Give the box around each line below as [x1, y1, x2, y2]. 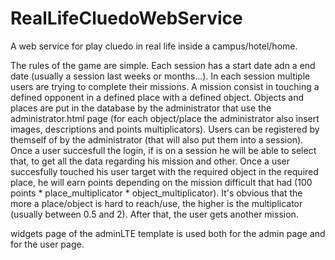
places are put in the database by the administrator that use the [10, 102, 272, 114]
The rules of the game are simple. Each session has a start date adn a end [10, 59, 316, 71]
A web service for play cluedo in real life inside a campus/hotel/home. [10, 40, 298, 52]
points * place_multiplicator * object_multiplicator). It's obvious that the [10, 187, 303, 199]
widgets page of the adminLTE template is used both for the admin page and [10, 227, 326, 239]
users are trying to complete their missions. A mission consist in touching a [10, 80, 320, 92]
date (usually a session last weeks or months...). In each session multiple [10, 70, 311, 82]
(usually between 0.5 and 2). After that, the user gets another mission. [10, 208, 299, 220]
